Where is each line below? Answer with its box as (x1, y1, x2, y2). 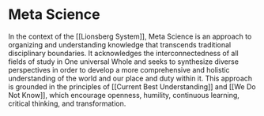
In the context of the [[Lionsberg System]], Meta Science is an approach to (8, 32, 252, 41)
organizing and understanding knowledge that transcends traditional (8, 39, 232, 49)
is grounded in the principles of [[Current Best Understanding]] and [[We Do (8, 81, 256, 92)
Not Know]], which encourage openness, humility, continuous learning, (8, 90, 239, 99)
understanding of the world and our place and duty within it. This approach (8, 73, 253, 83)
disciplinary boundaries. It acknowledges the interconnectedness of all (8, 48, 239, 58)
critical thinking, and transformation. (8, 99, 126, 108)
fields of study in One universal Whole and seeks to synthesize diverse (8, 57, 239, 66)
